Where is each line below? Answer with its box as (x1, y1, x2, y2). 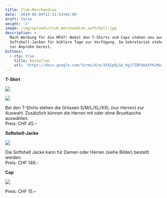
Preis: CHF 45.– (5, 120, 37, 127)
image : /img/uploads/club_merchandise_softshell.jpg (5, 26, 117, 31)
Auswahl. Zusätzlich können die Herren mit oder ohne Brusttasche (5, 110, 141, 116)
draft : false (5, 16, 32, 21)
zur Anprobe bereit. (9, 44, 52, 49)
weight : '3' (5, 21, 30, 26)
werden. (5, 155, 22, 161)
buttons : (5, 49, 23, 54)
